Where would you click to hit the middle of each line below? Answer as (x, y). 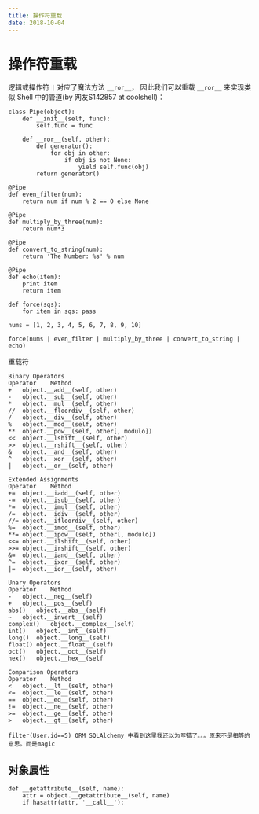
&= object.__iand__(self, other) (65, 555)
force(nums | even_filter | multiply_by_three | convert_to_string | (124, 339)
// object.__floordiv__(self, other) (71, 411)
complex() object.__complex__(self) (71, 624)
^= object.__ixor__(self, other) (65, 562)
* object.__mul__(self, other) (63, 404)
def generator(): (64, 146)
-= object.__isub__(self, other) (65, 500)
